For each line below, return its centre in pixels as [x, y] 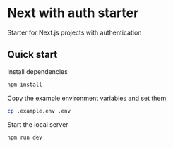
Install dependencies [38, 71]
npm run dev [25, 137]
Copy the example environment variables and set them [87, 98]
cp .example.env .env [39, 111]
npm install [25, 85]
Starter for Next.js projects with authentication [74, 32]
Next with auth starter [73, 13]
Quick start [32, 55]
